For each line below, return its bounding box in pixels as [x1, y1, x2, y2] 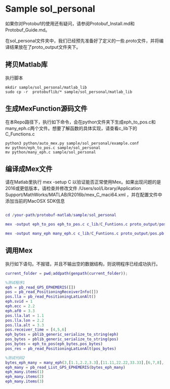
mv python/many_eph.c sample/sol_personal [5, 149, 96, 155]
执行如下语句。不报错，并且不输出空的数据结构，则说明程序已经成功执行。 [5, 261, 160, 267]
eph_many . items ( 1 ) [5, 369, 44, 375]
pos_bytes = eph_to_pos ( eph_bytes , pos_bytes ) [5, 341, 103, 347]
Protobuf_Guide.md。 [5, 26, 50, 33]
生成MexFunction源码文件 [5, 105, 88, 113]
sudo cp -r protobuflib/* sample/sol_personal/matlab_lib [5, 89, 133, 94]
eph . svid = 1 [5, 299, 33, 304]
